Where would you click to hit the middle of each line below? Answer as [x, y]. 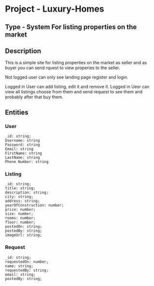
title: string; [20, 188]
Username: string [23, 141]
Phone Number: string [27, 162]
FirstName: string [23, 153]
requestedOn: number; [27, 262]
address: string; [23, 201]
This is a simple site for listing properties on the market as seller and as [76, 63]
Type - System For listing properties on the [71, 27]
